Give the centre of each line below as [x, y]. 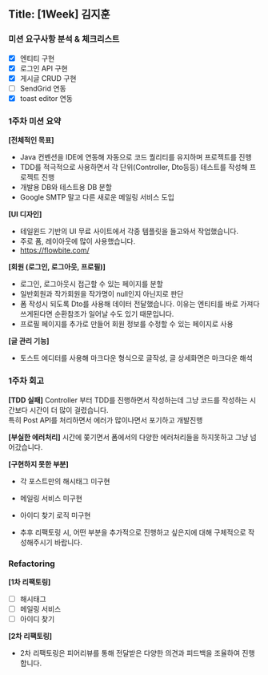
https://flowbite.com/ [54, 250]
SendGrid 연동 [43, 88]
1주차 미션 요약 [35, 121]
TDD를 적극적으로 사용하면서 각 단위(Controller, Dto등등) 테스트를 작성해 [134, 168]
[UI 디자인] [25, 214]
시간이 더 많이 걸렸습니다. [69, 410]
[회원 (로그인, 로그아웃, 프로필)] [57, 267]
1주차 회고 [26, 381]
